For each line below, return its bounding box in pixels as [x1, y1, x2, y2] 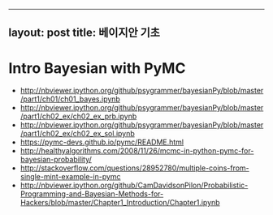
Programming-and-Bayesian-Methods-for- [19, 189, 164, 199]
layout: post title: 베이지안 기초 [8, 26, 161, 40]
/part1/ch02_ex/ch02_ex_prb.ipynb [19, 111, 137, 122]
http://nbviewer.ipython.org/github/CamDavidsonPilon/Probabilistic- [19, 180, 249, 191]
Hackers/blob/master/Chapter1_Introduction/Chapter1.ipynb [19, 198, 221, 208]
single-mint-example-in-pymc [19, 172, 121, 182]
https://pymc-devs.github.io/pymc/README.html [19, 137, 184, 147]
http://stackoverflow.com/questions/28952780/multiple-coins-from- [19, 163, 249, 173]
